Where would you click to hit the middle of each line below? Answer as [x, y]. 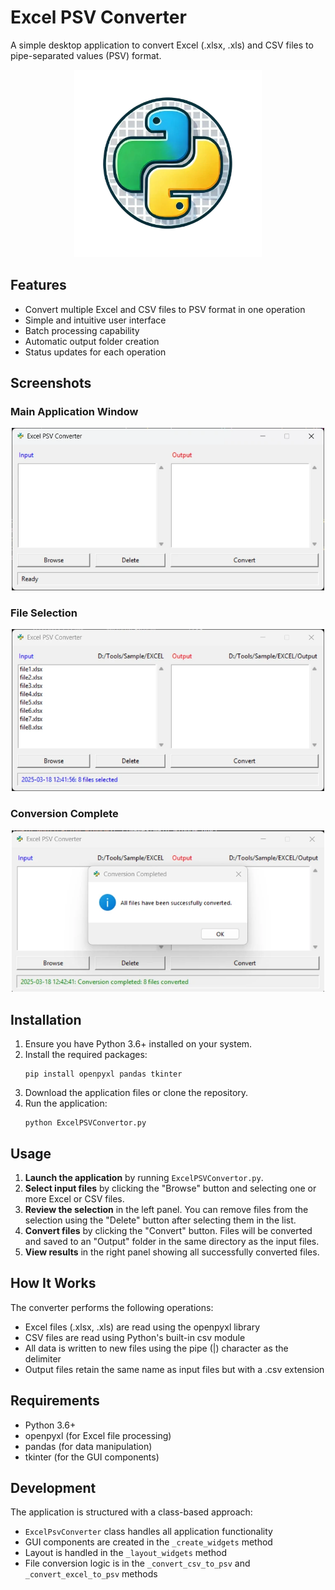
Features [38, 285]
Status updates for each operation [95, 352]
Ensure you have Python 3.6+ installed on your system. [138, 1044]
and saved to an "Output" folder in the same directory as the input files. [172, 1241]
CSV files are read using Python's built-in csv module [135, 1337]
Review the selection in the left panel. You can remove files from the [166, 1209]
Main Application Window [74, 412]
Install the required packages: [86, 1055]
